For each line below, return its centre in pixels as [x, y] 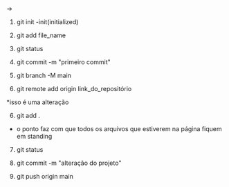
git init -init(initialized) [47, 22]
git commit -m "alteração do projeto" [69, 163]
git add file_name [41, 35]
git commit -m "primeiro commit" [64, 62]
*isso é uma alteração [38, 102]
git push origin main [45, 176]
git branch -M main [44, 75]
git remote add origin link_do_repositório [74, 89]
